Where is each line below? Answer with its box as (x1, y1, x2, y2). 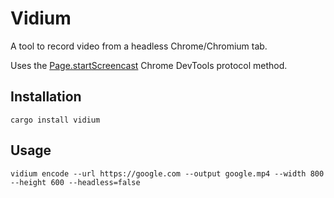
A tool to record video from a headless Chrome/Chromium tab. (10, 40, 268, 52)
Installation (10, 88, 82, 106)
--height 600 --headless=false (10, 177, 141, 187)
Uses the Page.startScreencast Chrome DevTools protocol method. (10, 59, 288, 71)
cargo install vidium (10, 115, 101, 125)
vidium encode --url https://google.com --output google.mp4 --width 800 (10, 168, 325, 179)
